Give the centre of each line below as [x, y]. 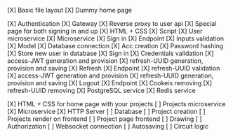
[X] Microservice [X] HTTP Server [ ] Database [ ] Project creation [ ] [106, 111]
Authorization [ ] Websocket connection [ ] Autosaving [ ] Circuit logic [108, 126]
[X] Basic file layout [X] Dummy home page [69, 10]
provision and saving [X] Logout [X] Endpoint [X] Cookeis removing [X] [110, 83]
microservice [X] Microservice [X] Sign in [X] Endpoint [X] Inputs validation [116, 38]
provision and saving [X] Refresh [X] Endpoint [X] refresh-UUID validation [114, 68]
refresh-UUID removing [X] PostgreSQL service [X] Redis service [101, 91]
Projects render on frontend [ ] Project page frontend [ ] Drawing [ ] [105, 119]
